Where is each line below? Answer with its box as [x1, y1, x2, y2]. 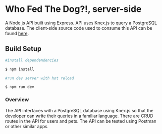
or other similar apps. [5, 123, 49, 129]
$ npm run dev [5, 85, 35, 89]
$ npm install [5, 67, 35, 72]
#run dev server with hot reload [5, 76, 74, 81]
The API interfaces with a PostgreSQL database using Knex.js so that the [5, 107, 154, 113]
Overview [5, 96, 29, 103]
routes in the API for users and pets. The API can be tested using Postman [5, 118, 157, 124]
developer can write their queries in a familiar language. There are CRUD [5, 113, 154, 119]
